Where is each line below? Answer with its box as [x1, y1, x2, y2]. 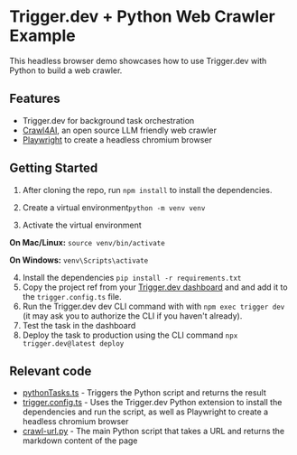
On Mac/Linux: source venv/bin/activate [9, 237, 165, 247]
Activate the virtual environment [22, 219, 142, 230]
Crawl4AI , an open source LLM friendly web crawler [22, 125, 217, 135]
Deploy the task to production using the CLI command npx [22, 330, 238, 340]
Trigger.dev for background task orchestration [22, 115, 195, 125]
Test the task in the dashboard [22, 320, 136, 330]
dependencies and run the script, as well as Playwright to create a [22, 406, 269, 417]
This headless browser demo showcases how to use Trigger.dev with [9, 55, 267, 66]
